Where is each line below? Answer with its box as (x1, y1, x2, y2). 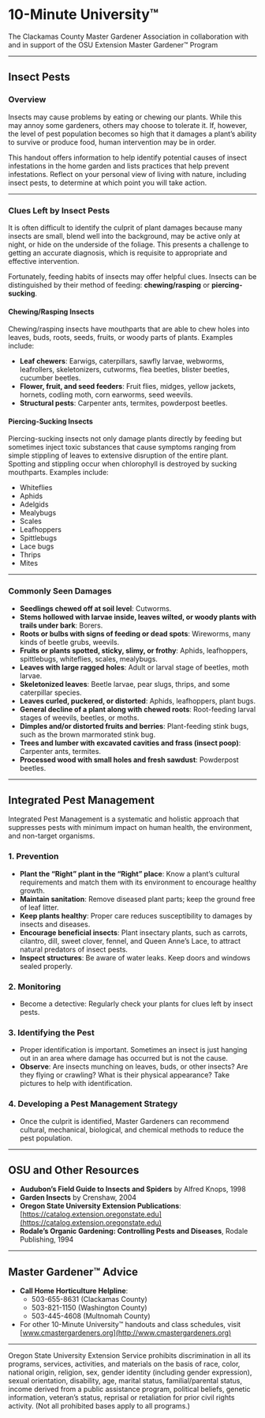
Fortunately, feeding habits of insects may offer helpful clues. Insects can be (8, 271, 257, 281)
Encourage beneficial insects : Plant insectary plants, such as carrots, (19, 927, 248, 937)
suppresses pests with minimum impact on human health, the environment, (8, 823, 252, 832)
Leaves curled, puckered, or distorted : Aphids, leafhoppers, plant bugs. (19, 696, 256, 705)
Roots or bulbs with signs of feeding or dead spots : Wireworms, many (19, 628, 251, 638)
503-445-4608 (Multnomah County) (31, 1311, 151, 1321)
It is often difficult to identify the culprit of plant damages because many (8, 223, 243, 232)
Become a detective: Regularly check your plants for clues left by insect (19, 999, 254, 1009)
